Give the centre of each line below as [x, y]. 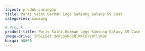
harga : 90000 [19, 41]
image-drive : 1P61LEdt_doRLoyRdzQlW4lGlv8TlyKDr [56, 36]
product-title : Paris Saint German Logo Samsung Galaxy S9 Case [73, 32]
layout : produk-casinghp [31, 9]
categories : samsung [26, 18]
